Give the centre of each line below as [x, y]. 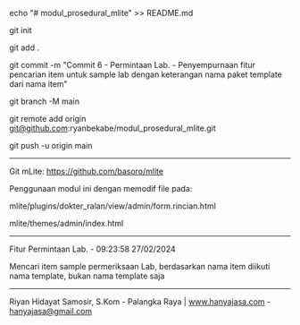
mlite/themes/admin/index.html [67, 223]
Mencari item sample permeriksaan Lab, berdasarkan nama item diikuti [140, 266]
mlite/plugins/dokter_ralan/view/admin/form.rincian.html [112, 206]
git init [21, 30]
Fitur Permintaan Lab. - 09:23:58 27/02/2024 [92, 249]
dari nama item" [39, 84]
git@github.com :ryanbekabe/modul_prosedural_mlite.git [112, 128]
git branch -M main [45, 101]
